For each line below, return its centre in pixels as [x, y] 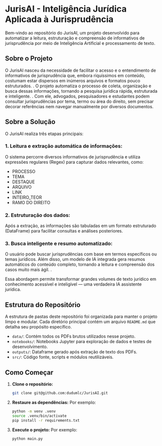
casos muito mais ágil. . [28, 270]
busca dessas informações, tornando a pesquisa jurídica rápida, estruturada [81, 91]
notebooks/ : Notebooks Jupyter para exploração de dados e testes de [82, 342]
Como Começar [29, 372]
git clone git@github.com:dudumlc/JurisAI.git [60, 393]
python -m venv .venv [34, 411]
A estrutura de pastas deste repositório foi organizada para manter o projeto [81, 317]
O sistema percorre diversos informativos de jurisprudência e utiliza [73, 156]
